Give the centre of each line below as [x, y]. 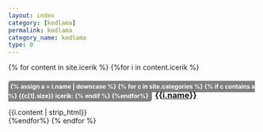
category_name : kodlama [48, 38]
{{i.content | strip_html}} [48, 112]
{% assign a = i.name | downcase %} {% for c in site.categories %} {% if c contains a [133, 87]
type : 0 [21, 45]
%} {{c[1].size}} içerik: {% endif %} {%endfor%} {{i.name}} [103, 96]
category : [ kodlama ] [42, 23]
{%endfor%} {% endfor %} [52, 121]
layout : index [32, 15]
